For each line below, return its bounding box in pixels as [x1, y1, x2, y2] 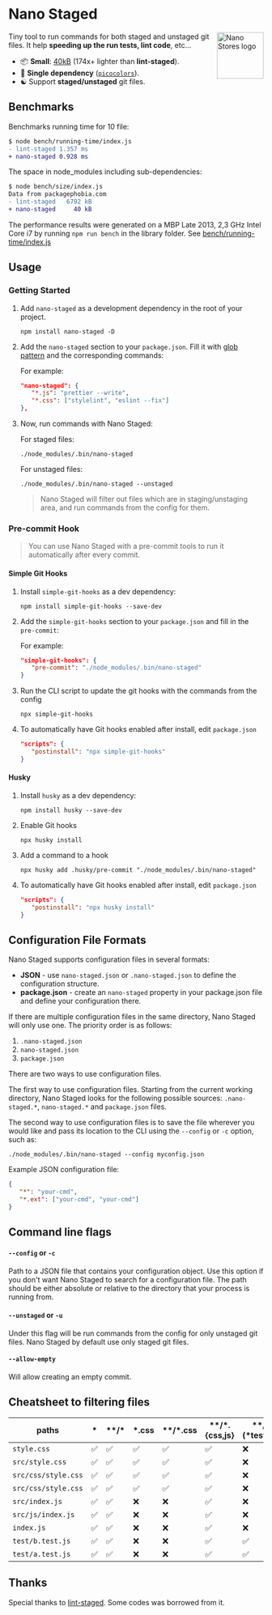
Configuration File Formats [8, 933, 147, 947]
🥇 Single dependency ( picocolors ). [19, 68, 140, 78]
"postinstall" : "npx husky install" [31, 903, 155, 912]
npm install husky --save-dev [19, 806, 123, 814]
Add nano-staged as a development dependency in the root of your [19, 303, 243, 312]
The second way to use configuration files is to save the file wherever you [8, 1118, 255, 1128]
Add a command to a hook [19, 851, 109, 861]
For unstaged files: [19, 465, 83, 474]
